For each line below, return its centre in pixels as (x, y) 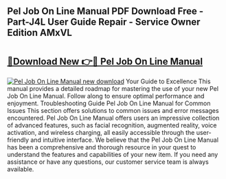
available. (21, 169)
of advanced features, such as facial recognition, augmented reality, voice (112, 125)
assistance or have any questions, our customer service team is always (108, 162)
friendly (18, 140)
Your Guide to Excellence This (168, 81)
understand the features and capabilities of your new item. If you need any (113, 155)
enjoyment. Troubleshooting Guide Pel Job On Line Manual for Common (109, 103)
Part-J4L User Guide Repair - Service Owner (104, 22)
